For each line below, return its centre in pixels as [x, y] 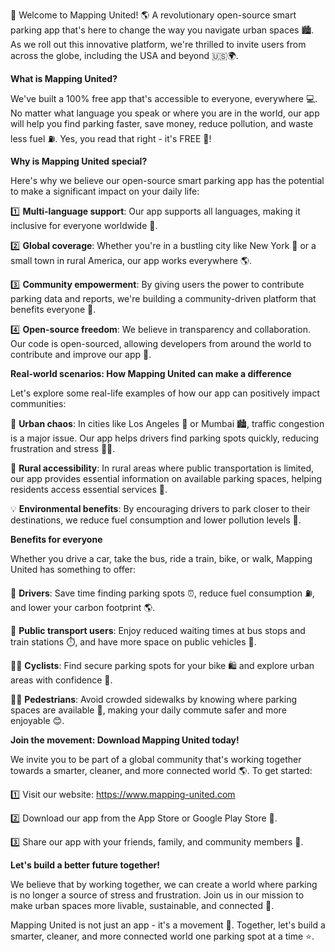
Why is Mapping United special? [79, 161]
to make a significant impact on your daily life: [105, 191]
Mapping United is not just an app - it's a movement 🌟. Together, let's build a [168, 925]
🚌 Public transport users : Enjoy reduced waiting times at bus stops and [158, 630]
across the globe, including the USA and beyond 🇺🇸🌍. [124, 55]
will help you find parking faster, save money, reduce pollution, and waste [162, 123]
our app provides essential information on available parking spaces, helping [166, 478]
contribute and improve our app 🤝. [81, 354]
